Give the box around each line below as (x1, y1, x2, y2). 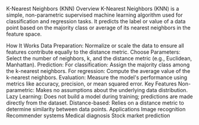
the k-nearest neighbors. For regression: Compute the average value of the (6, 68, 191, 74)
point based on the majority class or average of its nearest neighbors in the (6, 24, 191, 31)
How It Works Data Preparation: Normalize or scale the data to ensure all (6, 42, 185, 49)
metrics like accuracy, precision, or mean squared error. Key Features (6, 80, 177, 87)
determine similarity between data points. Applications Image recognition (6, 106, 186, 112)
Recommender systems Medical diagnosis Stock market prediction (6, 112, 170, 119)
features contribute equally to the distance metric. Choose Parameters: (6, 48, 181, 56)
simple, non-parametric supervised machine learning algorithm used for (6, 11, 183, 19)
